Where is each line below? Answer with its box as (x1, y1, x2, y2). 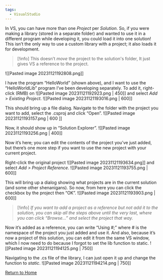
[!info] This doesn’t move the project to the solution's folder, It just (17, 55, 150, 61)
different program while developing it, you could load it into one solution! (5, 35, 152, 42)
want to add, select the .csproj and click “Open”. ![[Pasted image (5, 110, 136, 116)
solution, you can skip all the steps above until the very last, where (17, 209, 152, 216)
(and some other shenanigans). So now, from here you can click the (5, 184, 142, 190)
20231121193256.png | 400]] (5, 130, 63, 136)
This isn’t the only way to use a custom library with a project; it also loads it (5, 41, 157, 47)
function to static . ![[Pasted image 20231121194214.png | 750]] (5, 260, 131, 266)
